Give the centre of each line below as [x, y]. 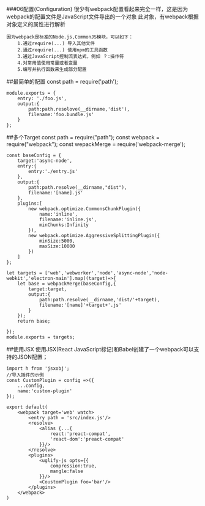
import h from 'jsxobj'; [38, 369]
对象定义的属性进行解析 [36, 24]
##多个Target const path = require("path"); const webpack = [83, 137]
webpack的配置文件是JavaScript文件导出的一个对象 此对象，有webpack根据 [102, 16]
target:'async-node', [45, 161]
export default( [27, 407]
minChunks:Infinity [64, 225]
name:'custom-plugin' [45, 391]
